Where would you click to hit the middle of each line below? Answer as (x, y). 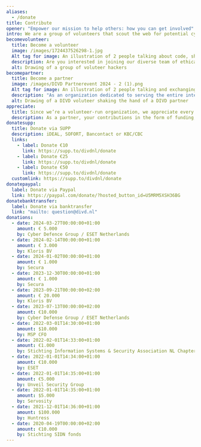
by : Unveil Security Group (51, 384)
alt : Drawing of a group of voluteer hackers (69, 67)
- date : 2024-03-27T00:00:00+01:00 (56, 223)
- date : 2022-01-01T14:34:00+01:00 (56, 357)
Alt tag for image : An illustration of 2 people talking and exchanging (104, 90)
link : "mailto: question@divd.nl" (54, 212)
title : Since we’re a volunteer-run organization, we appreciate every (103, 112)
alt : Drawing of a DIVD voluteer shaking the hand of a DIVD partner (100, 101)
